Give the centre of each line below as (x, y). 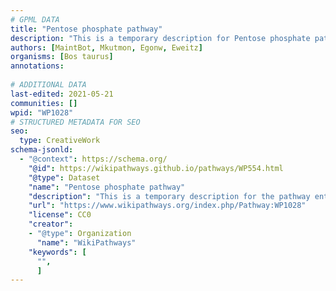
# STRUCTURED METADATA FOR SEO (75, 122)
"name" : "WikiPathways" (86, 242)
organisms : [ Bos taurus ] (62, 57)
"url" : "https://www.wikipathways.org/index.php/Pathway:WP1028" (167, 206)
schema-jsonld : (42, 150)
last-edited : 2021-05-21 (62, 94)
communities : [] (44, 103)
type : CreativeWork (60, 141)
